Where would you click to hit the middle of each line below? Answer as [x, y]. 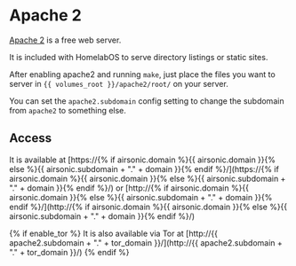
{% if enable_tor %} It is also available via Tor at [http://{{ [114, 233]
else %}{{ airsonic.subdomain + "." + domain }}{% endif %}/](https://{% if [144, 168]
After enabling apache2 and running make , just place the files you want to [142, 74]
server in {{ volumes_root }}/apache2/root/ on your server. [119, 83]
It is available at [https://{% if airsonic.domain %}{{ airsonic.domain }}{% [143, 160]
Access [30, 138]
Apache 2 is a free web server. [65, 40]
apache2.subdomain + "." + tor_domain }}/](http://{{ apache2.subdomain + [146, 243]
